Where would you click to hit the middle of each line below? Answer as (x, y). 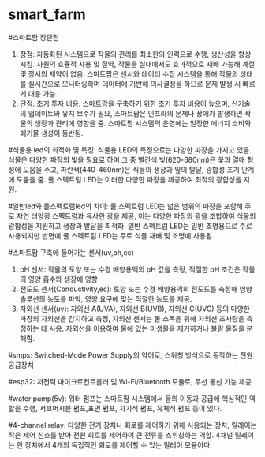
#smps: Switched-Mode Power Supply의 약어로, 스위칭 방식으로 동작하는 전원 (131, 355)
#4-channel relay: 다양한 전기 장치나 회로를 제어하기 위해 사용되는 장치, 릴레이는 (132, 425)
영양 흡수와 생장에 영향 (63, 279)
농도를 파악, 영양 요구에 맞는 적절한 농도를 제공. (119, 298)
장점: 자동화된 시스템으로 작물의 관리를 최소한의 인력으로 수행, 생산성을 (128, 54)
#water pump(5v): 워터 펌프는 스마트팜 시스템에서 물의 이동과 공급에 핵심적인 (128, 398)
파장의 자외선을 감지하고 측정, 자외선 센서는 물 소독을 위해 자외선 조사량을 (132, 318)
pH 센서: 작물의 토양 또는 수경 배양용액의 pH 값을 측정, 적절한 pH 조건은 (130, 269)
